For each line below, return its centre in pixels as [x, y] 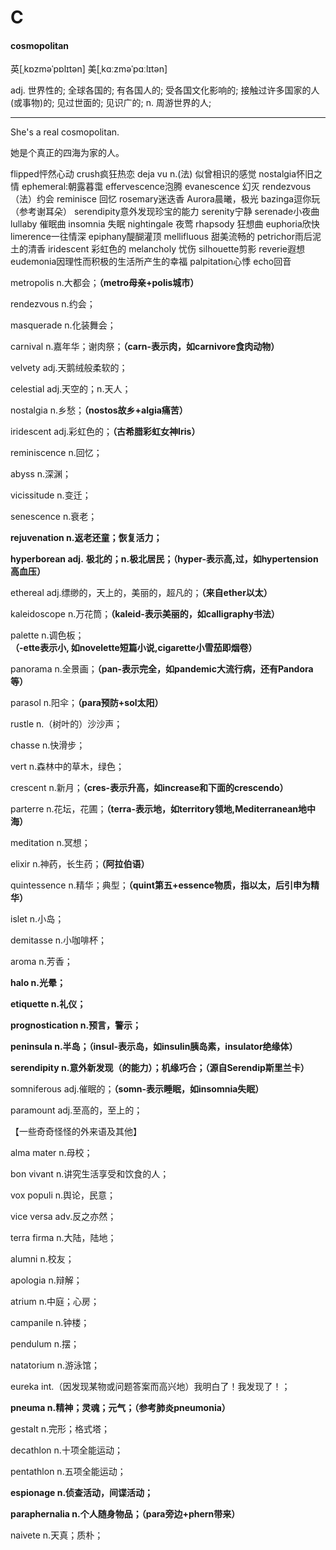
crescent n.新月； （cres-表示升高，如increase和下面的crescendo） [149, 788]
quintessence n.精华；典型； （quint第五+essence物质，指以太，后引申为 [161, 885]
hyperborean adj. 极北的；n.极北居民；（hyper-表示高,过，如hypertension [164, 559]
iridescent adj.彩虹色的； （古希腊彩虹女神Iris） [105, 432]
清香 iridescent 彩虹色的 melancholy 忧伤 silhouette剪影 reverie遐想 [166, 249]
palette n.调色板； [47, 635]
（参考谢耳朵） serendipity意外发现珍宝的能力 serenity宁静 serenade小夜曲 [165, 212]
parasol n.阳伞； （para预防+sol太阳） [87, 703]
